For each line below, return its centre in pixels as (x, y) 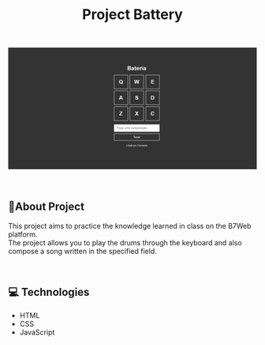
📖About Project (47, 207)
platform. (23, 234)
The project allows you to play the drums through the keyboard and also (125, 242)
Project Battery (132, 15)
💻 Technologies (49, 292)
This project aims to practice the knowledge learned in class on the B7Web (130, 226)
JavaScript (37, 332)
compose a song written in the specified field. (83, 251)
